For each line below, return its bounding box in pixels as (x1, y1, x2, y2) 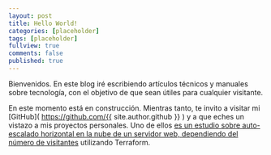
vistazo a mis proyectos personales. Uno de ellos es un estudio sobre (8, 120, 241, 130)
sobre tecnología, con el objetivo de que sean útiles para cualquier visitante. (8, 87, 264, 97)
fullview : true (8, 42, 60, 50)
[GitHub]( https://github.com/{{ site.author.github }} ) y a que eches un (8, 111, 245, 121)
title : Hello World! (8, 19, 79, 27)
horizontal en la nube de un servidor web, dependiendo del (40, 128, 239, 138)
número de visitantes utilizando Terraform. (8, 137, 151, 147)
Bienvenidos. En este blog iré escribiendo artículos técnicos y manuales (8, 78, 249, 89)
